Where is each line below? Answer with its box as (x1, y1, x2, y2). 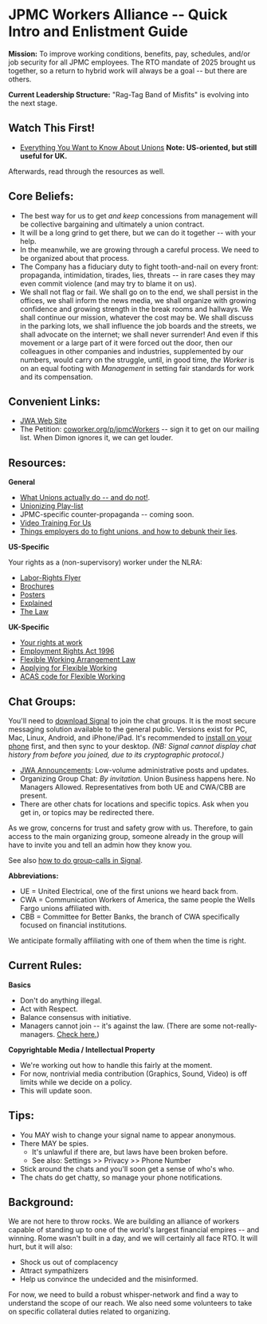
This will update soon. (19, 1086, 92, 1095)
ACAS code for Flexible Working (19, 672, 126, 681)
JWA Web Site (19, 416, 68, 426)
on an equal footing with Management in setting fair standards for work (19, 363, 255, 372)
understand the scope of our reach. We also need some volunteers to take (8, 1298, 253, 1308)
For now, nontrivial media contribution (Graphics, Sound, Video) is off (19, 1069, 248, 1078)
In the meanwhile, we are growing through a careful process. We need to (19, 245, 259, 254)
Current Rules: (8, 959, 82, 972)
